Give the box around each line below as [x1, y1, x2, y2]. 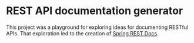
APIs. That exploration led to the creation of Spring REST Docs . [6, 29, 159, 37]
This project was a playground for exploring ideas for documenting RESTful [6, 24, 189, 31]
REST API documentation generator [6, 4, 183, 18]
